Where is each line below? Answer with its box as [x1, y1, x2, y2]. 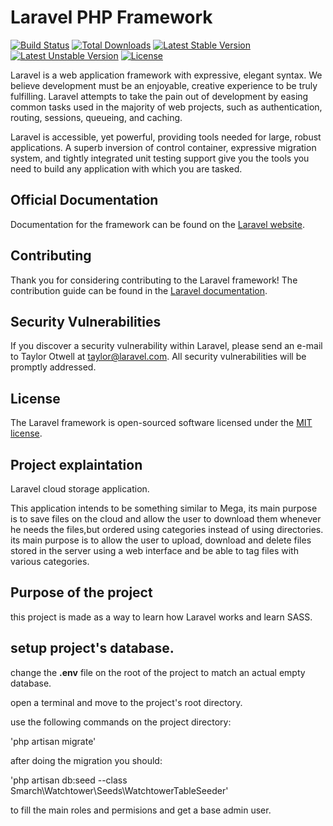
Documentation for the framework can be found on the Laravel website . [10, 218, 305, 230]
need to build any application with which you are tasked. [10, 162, 243, 175]
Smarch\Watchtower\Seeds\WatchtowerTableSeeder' [10, 784, 229, 796]
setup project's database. [10, 640, 175, 657]
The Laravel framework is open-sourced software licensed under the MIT [10, 417, 313, 429]
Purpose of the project [10, 584, 153, 601]
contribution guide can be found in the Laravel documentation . [10, 284, 268, 296]
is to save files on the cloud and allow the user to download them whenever [10, 513, 322, 525]
